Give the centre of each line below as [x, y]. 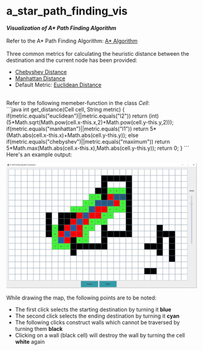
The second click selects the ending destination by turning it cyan [97, 316]
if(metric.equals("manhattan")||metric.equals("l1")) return [78, 129]
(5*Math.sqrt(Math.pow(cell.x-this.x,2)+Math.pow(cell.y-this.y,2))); [90, 122]
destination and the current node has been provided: [72, 60]
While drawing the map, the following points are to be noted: [82, 298]
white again [30, 341]
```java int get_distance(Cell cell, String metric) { [66, 109]
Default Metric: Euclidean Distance [58, 85]
